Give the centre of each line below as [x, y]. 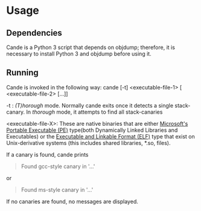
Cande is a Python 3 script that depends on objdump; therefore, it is [91, 47]
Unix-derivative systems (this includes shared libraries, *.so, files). [88, 143]
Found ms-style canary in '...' [57, 190]
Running [23, 73]
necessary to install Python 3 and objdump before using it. [79, 54]
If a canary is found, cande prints [47, 154]
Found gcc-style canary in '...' [58, 166]
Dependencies [34, 33]
